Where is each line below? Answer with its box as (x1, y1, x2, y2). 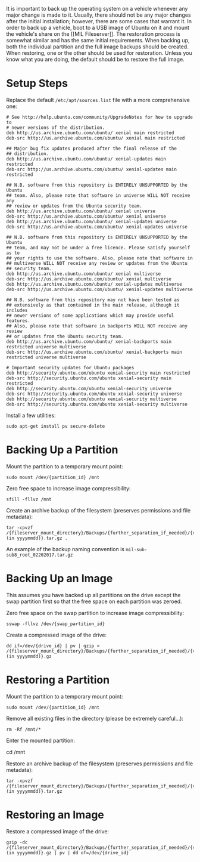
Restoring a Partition (6, 673, 110, 687)
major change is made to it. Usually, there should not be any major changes (6, 11, 192, 18)
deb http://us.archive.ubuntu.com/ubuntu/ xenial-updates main (6, 156, 167, 162)
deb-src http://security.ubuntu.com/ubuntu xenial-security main (6, 375, 171, 381)
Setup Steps (6, 77, 68, 90)
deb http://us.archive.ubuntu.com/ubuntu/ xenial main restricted (6, 129, 174, 136)
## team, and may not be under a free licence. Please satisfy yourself (6, 245, 190, 251)
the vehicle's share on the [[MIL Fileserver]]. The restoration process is (6, 30, 180, 38)
